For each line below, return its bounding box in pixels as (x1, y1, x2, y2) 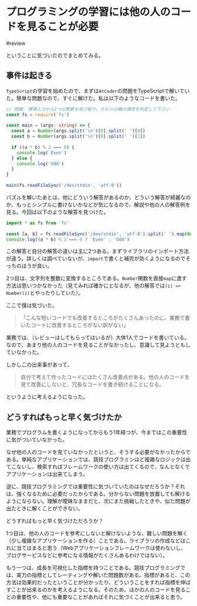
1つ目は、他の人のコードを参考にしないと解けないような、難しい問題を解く (6, 530, 188, 537)
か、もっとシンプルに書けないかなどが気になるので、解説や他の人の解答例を (6, 201, 191, 208)
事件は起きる (6, 71, 53, 81)
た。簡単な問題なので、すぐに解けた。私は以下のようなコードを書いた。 (6, 94, 181, 101)
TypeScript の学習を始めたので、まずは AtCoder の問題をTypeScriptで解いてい (6, 87, 190, 94)
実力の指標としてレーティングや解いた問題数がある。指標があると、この (16, 571, 191, 578)
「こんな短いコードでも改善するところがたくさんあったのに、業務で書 (20, 314, 191, 321)
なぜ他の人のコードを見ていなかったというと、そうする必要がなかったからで (6, 448, 191, 456)
